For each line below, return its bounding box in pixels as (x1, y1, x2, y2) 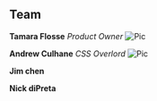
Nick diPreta (9, 82, 57, 93)
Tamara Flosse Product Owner (9, 30, 124, 41)
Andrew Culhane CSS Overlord (9, 48, 126, 59)
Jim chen (9, 65, 45, 76)
